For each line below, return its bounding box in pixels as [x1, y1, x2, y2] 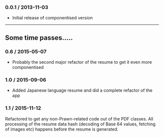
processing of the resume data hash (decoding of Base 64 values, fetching [5, 121, 156, 127]
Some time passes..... [5, 34, 73, 42]
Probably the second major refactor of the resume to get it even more [12, 59, 152, 65]
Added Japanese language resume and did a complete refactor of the [12, 87, 153, 93]
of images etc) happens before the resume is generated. [5, 126, 119, 132]
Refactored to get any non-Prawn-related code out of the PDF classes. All [5, 116, 154, 121]
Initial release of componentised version [12, 15, 93, 21]
